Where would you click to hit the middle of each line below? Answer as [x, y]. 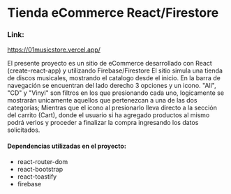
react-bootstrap [40, 169]
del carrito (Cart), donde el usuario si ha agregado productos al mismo [109, 115]
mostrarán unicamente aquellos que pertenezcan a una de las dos [102, 100]
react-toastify [37, 177]
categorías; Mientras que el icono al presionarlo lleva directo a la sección [112, 108]
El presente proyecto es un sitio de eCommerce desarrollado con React [110, 64]
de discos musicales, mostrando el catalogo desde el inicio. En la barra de [114, 78]
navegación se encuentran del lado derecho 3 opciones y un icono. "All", [112, 86]
